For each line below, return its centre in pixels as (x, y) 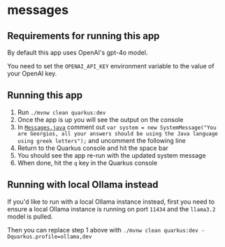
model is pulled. (30, 216)
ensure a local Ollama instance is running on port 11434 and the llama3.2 (111, 209)
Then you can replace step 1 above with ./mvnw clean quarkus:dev (103, 230)
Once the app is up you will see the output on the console (100, 119)
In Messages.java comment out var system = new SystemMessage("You (117, 127)
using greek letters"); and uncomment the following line (102, 140)
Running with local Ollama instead (83, 185)
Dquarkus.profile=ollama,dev (50, 237)
